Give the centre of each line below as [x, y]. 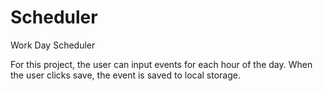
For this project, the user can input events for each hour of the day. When [161, 64]
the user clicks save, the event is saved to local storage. [126, 75]
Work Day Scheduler [53, 45]
